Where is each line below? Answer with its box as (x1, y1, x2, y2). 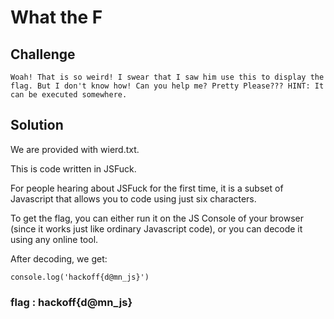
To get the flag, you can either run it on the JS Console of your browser (10, 212, 305, 224)
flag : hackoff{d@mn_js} (10, 295, 133, 309)
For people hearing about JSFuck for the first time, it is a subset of (10, 182, 284, 194)
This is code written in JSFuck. (10, 162, 137, 175)
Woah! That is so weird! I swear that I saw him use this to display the (10, 72, 325, 82)
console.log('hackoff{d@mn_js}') (10, 272, 150, 282)
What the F (10, 6, 103, 29)
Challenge (10, 46, 76, 63)
